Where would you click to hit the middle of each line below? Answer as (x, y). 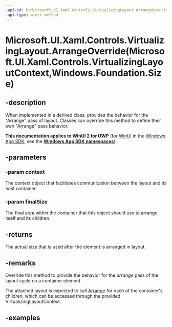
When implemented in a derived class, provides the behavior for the (77, 115)
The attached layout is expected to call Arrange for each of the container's (84, 291)
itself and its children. (28, 218)
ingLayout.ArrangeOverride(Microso (85, 51)
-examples (23, 318)
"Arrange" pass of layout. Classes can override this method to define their (83, 120)
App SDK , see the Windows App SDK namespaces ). (61, 141)
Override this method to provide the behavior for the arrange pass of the (82, 275)
